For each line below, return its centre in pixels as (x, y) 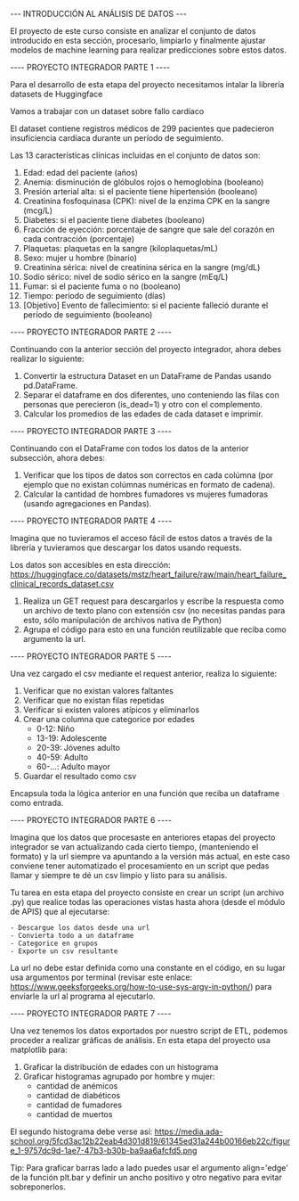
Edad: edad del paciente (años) (81, 173)
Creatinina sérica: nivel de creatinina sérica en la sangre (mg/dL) (141, 267)
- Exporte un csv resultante (64, 951)
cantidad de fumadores (79, 1105)
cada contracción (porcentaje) (79, 239)
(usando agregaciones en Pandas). (87, 503)
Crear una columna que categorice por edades (109, 719)
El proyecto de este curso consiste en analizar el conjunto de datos (133, 31)
